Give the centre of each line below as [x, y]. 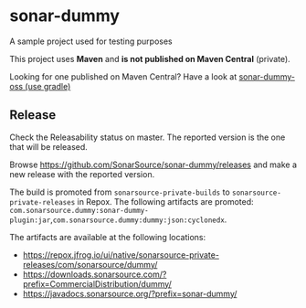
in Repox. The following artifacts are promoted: [165, 201]
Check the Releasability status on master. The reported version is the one [148, 137]
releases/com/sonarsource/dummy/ [90, 264]
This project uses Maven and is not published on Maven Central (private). [150, 58]
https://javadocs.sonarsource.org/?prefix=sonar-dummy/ [130, 293]
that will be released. [49, 146]
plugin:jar [30, 220]
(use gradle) [48, 86]
